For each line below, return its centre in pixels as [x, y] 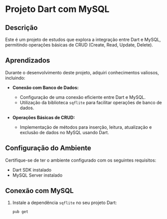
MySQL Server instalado [37, 175]
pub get [20, 212]
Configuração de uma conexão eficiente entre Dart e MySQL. [83, 97]
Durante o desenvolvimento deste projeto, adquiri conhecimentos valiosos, [82, 72]
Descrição [21, 28]
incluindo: [15, 78]
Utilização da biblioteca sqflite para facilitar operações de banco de [91, 102]
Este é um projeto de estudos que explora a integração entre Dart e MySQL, [83, 39]
